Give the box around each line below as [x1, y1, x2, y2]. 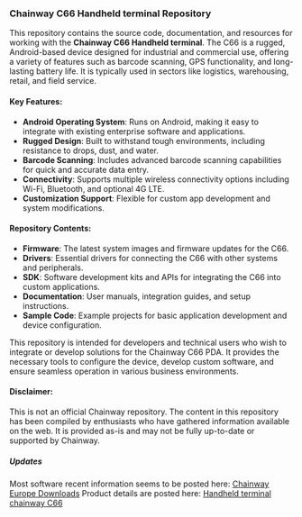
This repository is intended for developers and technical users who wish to [9, 337, 287, 348]
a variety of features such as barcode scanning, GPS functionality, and [9, 57, 272, 68]
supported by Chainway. [9, 435, 101, 446]
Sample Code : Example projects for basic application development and [22, 310, 288, 321]
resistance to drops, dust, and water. [22, 145, 160, 156]
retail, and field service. [9, 76, 97, 86]
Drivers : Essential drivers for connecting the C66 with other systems [22, 252, 278, 263]
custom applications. [22, 281, 101, 292]
